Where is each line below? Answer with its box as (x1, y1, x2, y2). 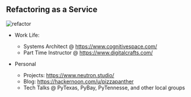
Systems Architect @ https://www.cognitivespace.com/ (23, 43, 158, 50)
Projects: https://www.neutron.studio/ (23, 71, 114, 78)
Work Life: (14, 32, 40, 39)
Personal (14, 60, 36, 67)
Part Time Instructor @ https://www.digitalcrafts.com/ (23, 49, 154, 56)
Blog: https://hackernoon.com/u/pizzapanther (23, 78, 134, 85)
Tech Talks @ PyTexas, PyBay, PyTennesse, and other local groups (23, 84, 186, 91)
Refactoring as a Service (6, 5, 98, 15)
